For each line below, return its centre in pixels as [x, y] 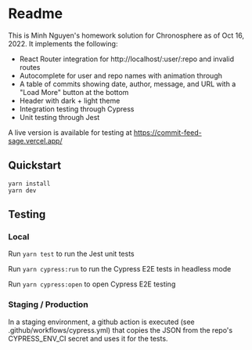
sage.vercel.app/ [35, 140]
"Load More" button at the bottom [74, 92]
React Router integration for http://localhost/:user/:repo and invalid [127, 59]
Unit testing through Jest [59, 117]
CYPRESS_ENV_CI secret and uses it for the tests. [88, 338]
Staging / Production [48, 304]
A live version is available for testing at [70, 132]
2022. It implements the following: [63, 43]
